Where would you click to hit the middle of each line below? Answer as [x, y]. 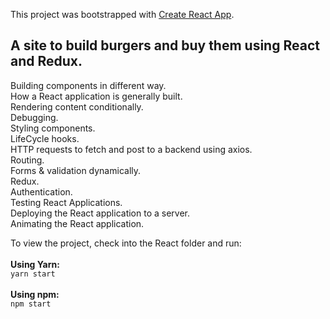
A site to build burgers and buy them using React [165, 45]
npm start [31, 304]
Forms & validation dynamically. [76, 170]
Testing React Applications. [66, 202]
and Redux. [46, 61]
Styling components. [53, 128]
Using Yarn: [35, 264]
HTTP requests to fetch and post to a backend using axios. [131, 149]
